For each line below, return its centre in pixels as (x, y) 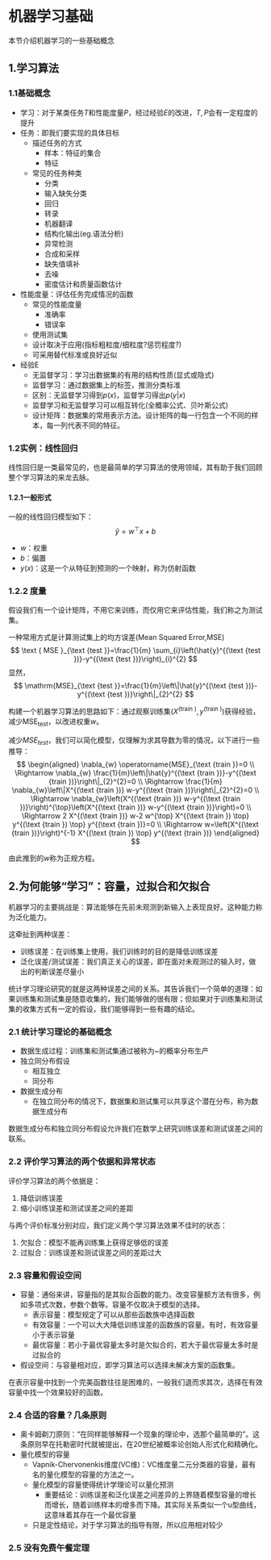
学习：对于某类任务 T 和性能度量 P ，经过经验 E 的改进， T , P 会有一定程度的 (139, 112)
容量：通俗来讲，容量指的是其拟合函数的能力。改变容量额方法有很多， (137, 1294)
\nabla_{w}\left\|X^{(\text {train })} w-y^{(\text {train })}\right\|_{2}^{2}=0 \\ (135, 790)
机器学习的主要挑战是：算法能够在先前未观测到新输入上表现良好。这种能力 (132, 907)
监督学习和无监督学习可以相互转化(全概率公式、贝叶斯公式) (130, 405)
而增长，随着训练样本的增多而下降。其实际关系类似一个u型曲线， (152, 1505)
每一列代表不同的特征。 (85, 425)
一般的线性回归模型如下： (51, 517)
